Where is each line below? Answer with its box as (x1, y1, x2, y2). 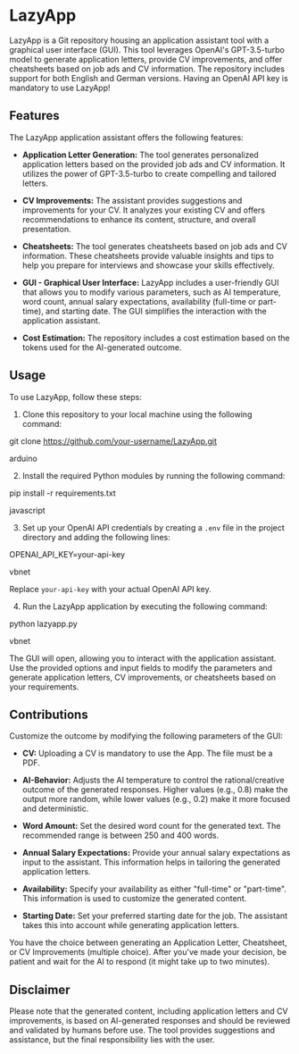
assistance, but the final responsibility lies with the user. (9, 1034, 215, 1045)
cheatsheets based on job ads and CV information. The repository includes (9, 63, 286, 74)
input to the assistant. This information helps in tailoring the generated (21, 857, 281, 867)
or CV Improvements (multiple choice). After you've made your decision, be (9, 947, 287, 958)
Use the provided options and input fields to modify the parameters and (9, 662, 273, 673)
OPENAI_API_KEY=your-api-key (9, 548, 126, 559)
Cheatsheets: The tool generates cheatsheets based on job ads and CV (21, 240, 287, 251)
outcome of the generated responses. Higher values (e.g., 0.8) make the (21, 784, 288, 795)
